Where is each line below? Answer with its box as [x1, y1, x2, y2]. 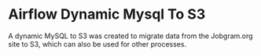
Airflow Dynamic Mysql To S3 [8, 5, 206, 23]
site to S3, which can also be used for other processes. [8, 39, 187, 48]
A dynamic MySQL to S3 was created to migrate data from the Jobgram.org [8, 31, 253, 40]
